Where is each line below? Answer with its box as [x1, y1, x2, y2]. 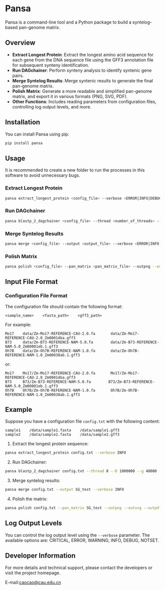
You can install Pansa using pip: [5, 131, 70, 137]
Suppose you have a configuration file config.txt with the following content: [5, 418, 160, 425]
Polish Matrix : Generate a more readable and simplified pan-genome [12, 88, 152, 94]
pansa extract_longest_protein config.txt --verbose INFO [5, 450, 126, 456]
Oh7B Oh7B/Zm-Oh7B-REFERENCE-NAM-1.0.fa [5, 388, 96, 393]
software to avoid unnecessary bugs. [5, 172, 80, 178]
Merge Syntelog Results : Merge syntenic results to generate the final [12, 78, 153, 83]
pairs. [12, 72, 24, 79]
